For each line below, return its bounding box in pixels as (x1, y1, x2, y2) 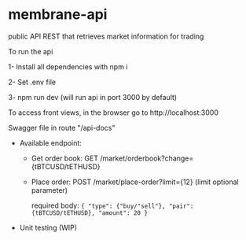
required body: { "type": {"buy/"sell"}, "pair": (31, 201, 194, 210)
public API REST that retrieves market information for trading (8, 31, 204, 41)
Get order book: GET (31, 153, 99, 163)
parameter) (31, 185, 68, 194)
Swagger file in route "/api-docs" (8, 123, 116, 132)
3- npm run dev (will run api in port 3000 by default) (8, 92, 178, 102)
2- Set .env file (8, 77, 57, 87)
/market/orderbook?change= (99, 153, 194, 163)
